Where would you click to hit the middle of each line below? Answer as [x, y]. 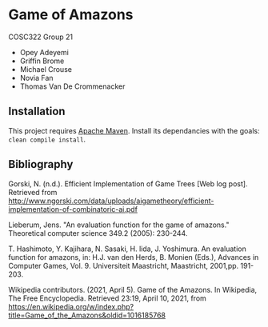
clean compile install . [47, 139]
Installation [37, 112]
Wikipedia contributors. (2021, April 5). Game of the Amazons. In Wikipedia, [133, 289]
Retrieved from [33, 192]
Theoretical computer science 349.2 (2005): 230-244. [98, 233]
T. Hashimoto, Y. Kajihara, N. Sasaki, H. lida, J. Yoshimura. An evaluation [127, 249]
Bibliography [41, 164]
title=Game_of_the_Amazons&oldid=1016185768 [87, 315]
